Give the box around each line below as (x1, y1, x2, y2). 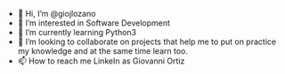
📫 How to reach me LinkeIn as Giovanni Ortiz (17, 55, 185, 66)
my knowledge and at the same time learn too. (17, 46, 189, 56)
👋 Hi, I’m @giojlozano (17, 9, 96, 18)
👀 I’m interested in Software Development (17, 18, 171, 28)
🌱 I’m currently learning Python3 (17, 27, 137, 37)
